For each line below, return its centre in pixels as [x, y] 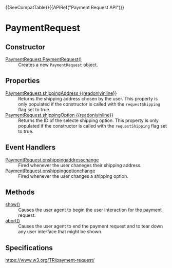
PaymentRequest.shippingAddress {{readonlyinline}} [61, 93]
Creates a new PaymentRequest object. [58, 65]
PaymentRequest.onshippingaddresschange [52, 160]
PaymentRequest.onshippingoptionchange [50, 171]
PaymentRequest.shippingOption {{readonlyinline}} [60, 115]
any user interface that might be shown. [60, 232]
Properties [23, 81]
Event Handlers [30, 147]
